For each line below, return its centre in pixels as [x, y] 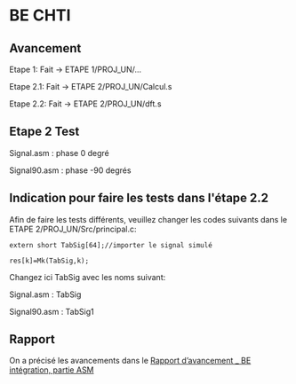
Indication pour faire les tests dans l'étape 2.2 [139, 198]
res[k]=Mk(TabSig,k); [49, 261]
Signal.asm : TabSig [45, 294]
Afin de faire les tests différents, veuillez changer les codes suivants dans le [148, 219]
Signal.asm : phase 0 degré [59, 153]
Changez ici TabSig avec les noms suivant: [88, 277]
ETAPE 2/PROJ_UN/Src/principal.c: [73, 229]
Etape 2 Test [44, 132]
